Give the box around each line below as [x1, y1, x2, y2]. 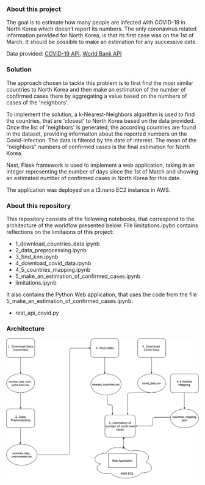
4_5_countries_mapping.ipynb [15, 266, 90, 273]
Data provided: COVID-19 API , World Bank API [6, 50, 122, 57]
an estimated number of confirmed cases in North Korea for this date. [6, 174, 181, 181]
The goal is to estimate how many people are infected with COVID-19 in [6, 19, 186, 26]
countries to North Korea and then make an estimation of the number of [6, 86, 186, 93]
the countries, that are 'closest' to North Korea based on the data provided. [6, 117, 195, 124]
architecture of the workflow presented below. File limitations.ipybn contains [6, 222, 198, 229]
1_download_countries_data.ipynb [15, 240, 100, 247]
